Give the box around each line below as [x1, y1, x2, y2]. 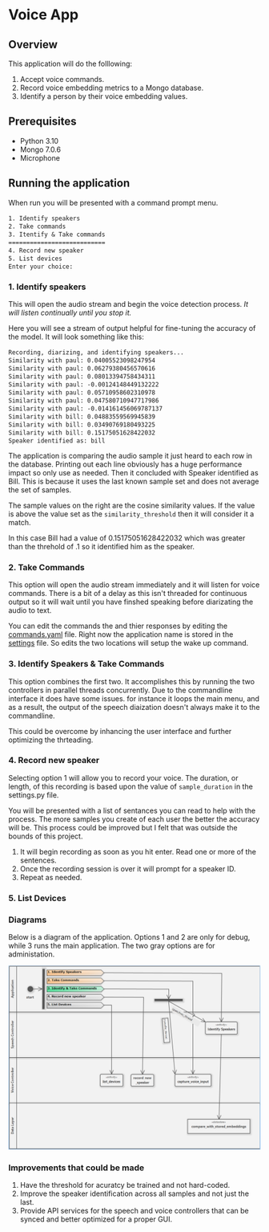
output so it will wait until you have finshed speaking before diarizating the [8, 597, 254, 607]
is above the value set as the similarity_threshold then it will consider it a [8, 508, 255, 519]
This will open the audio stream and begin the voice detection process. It [8, 299, 249, 308]
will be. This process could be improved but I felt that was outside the [8, 822, 238, 832]
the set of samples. [8, 484, 72, 495]
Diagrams [8, 914, 47, 925]
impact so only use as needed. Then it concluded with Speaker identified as [8, 467, 259, 477]
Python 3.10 [19, 136, 58, 145]
